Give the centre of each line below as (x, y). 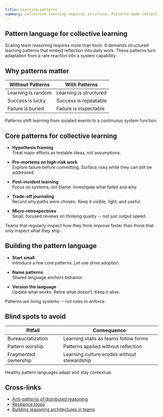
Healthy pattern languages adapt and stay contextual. (59, 372)
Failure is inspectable (81, 109)
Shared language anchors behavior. (48, 277)
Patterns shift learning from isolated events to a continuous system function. (81, 121)
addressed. (23, 172)
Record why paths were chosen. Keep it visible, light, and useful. (77, 201)
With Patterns (81, 84)
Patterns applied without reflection (103, 346)
